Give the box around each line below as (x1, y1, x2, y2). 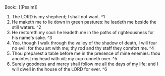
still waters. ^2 (11, 24, 42, 30)
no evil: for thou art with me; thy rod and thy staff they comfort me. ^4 (11, 45, 154, 51)
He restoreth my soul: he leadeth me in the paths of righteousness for (11, 30, 154, 35)
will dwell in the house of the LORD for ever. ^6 (11, 66, 108, 72)
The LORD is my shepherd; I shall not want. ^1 (11, 14, 105, 19)
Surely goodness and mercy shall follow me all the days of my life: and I (11, 61, 158, 67)
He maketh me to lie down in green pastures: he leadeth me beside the (11, 19, 157, 25)
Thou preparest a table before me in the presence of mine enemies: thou (11, 50, 161, 56)
